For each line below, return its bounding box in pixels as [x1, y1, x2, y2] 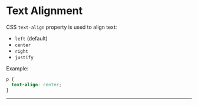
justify [14, 55, 34, 60]
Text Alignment [6, 4, 83, 18]
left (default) [14, 35, 48, 42]
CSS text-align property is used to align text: [6, 23, 117, 31]
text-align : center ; [11, 82, 62, 87]
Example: [6, 65, 29, 72]
